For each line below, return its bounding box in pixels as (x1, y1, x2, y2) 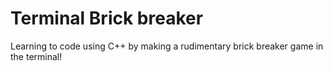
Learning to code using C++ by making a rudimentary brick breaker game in (10, 40, 324, 52)
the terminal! (10, 50, 63, 62)
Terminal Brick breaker (10, 7, 204, 30)
